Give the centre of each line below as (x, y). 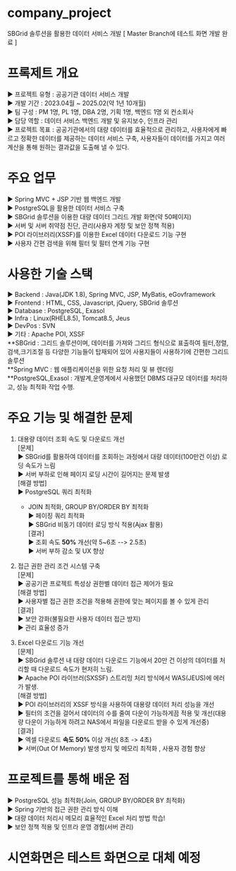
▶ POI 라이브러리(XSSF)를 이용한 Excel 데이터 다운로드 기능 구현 (97, 234)
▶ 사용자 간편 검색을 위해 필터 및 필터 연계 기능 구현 (79, 243)
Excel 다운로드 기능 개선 (51, 642)
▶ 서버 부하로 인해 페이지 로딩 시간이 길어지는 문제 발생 (94, 474)
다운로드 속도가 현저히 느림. (76, 669)
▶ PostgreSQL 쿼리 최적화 (55, 492)
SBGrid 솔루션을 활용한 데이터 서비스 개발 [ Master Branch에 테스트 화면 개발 (114, 33)
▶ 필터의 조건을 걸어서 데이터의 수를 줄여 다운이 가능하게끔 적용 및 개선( (116, 713)
